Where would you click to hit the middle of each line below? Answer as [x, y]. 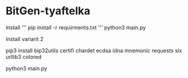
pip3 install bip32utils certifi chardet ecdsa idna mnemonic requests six [94, 50]
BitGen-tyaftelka [48, 11]
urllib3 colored [24, 57]
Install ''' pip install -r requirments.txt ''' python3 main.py [76, 27]
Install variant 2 [25, 39]
